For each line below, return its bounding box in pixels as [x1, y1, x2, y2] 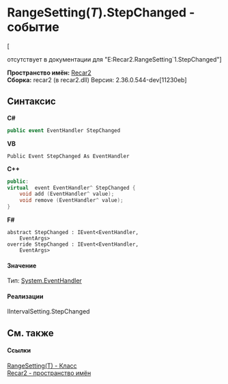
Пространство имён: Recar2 [7, 68, 92, 77]
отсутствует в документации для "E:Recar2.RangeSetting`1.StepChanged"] [7, 55, 222, 63]
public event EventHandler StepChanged [7, 127, 121, 134]
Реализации [7, 292, 44, 300]
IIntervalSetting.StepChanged [7, 307, 90, 316]
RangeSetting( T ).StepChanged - [7, 5, 195, 21]
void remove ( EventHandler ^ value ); [19, 197, 124, 204]
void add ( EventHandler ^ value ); [19, 190, 115, 198]
